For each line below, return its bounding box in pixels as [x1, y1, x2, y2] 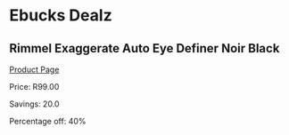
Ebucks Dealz [9, 5, 113, 26]
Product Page [9, 64, 60, 75]
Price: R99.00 [9, 82, 60, 91]
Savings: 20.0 [9, 99, 60, 109]
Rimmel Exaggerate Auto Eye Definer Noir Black [9, 41, 280, 56]
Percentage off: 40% [9, 116, 87, 126]
